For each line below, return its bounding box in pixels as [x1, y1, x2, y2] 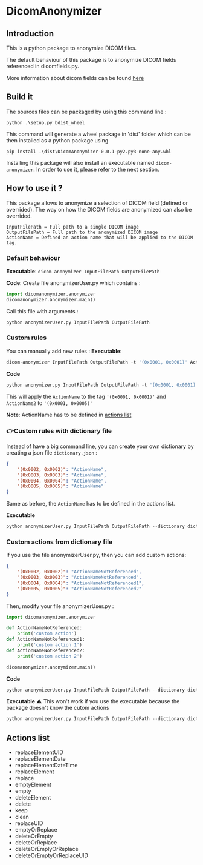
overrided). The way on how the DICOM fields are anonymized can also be [6, 205, 192, 213]
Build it [6, 92, 33, 102]
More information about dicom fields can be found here [6, 75, 144, 81]
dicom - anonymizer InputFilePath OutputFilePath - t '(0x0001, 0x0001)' [6, 359, 188, 365]
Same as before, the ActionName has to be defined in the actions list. [6, 500, 175, 507]
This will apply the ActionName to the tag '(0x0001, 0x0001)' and [6, 393, 166, 400]
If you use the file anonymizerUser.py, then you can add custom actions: [6, 552, 187, 559]
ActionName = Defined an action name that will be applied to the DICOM [6, 235, 193, 241]
